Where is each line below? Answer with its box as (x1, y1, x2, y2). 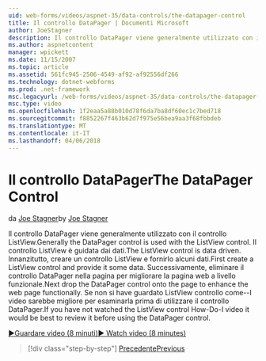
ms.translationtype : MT (8, 122, 87, 130)
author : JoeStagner (8, 26, 73, 34)
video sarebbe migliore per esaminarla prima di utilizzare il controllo (8, 296, 230, 306)
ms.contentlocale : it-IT (8, 129, 90, 137)
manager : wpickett (8, 48, 69, 56)
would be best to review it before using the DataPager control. (8, 313, 211, 323)
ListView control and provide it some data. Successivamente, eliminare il (8, 263, 244, 272)
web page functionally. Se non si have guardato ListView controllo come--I (8, 288, 252, 298)
